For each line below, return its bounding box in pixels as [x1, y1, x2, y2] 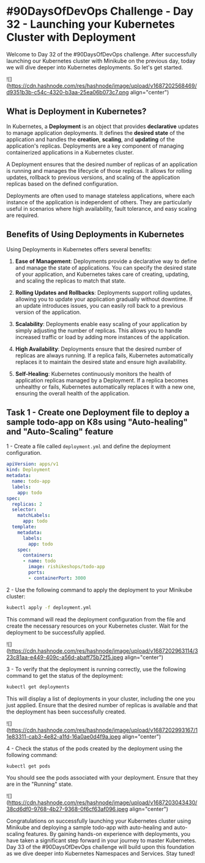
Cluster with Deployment [6, 31, 136, 44]
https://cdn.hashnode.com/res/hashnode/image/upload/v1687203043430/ [8, 799, 198, 807]
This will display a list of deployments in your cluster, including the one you [6, 694, 195, 702]
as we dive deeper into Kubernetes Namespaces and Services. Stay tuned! [6, 850, 195, 857]
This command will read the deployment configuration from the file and [6, 615, 186, 623]
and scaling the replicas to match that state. [15, 277, 126, 284]
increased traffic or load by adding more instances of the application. [15, 333, 190, 341]
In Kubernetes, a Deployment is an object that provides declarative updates [6, 123, 199, 130]
